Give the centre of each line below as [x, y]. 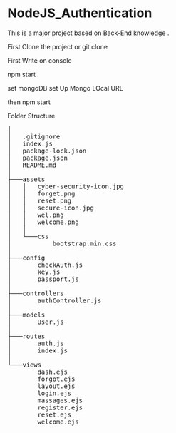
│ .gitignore [34, 136]
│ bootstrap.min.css [62, 243]
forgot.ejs [56, 379]
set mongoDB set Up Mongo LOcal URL [65, 88]
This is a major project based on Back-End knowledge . [88, 33]
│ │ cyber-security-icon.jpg [66, 186]
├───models [26, 315]
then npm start [29, 102]
